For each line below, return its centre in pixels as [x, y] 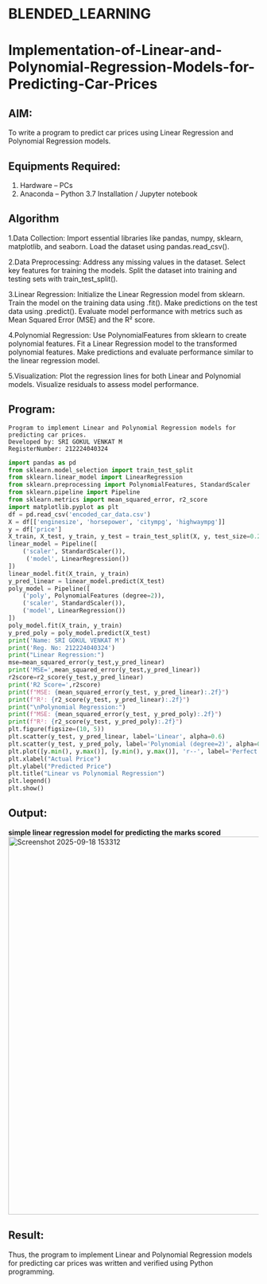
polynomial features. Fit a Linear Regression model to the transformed [123, 343]
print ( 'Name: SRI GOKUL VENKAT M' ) [67, 640]
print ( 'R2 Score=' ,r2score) [55, 685]
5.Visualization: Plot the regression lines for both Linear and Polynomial [124, 376]
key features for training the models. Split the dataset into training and [122, 270]
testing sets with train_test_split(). [63, 279]
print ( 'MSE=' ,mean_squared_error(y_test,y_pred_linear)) [104, 670]
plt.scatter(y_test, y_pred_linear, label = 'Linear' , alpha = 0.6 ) [117, 737]
